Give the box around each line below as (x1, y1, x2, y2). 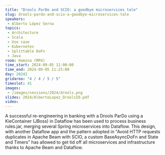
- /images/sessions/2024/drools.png (7, 90, 83, 95)
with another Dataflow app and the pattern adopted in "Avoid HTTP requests (5, 129, 161, 135)
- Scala (7, 35, 23, 40)
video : (5, 100, 19, 104)
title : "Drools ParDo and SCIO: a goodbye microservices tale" (5, 7, 138, 12)
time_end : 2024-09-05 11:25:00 (5, 67, 70, 72)
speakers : (5, 16, 26, 21)
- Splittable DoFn (7, 49, 45, 53)
